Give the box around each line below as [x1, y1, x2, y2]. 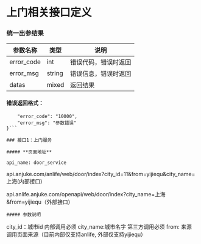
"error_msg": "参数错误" [17, 120, 77, 126]
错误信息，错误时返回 [69, 70, 132, 78]
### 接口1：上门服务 [6, 137, 52, 143]
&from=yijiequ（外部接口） [6, 198, 74, 205]
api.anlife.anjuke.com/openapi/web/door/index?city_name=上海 [6, 190, 166, 198]
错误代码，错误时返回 [69, 58, 132, 67]
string [46, 69, 64, 78]
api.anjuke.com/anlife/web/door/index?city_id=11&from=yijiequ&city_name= [6, 170, 196, 177]
